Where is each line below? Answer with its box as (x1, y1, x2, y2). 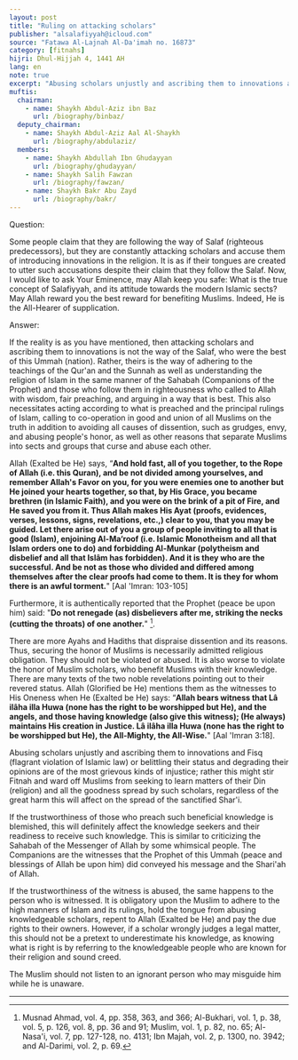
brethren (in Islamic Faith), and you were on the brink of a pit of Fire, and (9, 495, 280, 506)
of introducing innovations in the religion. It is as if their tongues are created (9, 255, 286, 266)
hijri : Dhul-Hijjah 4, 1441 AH (9, 54, 125, 63)
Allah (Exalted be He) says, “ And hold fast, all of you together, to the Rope (9, 458, 284, 468)
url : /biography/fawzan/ (32, 179, 125, 187)
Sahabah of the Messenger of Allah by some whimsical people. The (9, 840, 256, 850)
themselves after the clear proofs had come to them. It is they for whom (9, 570, 279, 582)
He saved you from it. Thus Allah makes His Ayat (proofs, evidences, (9, 505, 267, 515)
